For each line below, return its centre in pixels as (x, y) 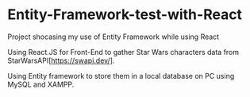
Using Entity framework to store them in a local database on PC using (121, 76)
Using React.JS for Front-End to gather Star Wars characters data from (123, 52)
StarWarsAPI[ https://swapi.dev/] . (61, 60)
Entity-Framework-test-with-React (125, 15)
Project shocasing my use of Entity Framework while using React (113, 37)
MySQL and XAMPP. (41, 84)
